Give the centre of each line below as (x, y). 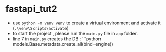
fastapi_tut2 (31, 9)
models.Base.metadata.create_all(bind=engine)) (63, 44)
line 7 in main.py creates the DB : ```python (57, 39)
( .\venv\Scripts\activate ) (40, 28)
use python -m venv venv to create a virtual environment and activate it (87, 23)
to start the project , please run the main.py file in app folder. (75, 33)
